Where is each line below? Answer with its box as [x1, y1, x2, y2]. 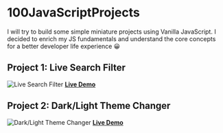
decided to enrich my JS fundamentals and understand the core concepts [7, 34, 216, 43]
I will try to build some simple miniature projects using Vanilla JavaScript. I [7, 27, 216, 36]
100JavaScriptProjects [7, 5, 141, 21]
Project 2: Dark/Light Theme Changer [7, 100, 171, 112]
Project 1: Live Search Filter [7, 62, 126, 73]
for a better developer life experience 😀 [7, 42, 121, 50]
